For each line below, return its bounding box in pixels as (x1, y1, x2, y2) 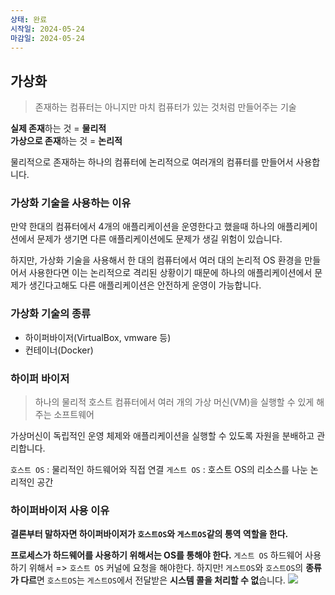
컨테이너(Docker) (24, 344, 94, 356)
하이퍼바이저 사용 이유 (10, 504, 110, 517)
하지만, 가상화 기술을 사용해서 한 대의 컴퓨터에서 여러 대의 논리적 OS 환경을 (10, 254, 303, 266)
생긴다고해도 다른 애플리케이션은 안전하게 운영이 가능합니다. (28, 279, 262, 291)
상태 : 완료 (10, 14, 48, 25)
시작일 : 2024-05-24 (10, 24, 85, 34)
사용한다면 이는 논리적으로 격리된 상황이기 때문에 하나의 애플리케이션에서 (28, 267, 313, 279)
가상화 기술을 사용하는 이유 (10, 196, 132, 210)
